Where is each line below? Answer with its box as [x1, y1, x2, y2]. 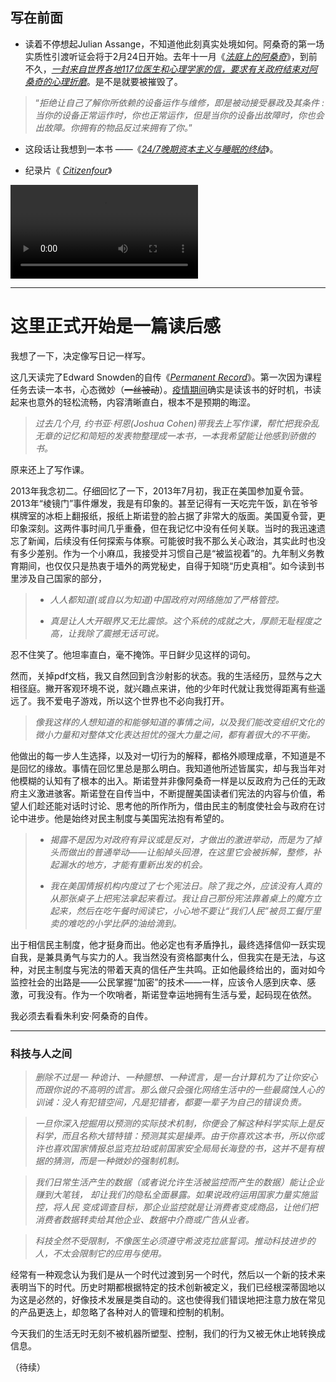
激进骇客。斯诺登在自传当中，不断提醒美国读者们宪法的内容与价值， [36, 787, 317, 799]
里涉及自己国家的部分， [10, 572, 107, 584]
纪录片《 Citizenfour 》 [24, 164, 113, 176]
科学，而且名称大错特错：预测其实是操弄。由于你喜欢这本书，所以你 [34, 1130, 316, 1142]
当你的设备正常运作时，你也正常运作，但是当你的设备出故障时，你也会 [34, 109, 325, 121]
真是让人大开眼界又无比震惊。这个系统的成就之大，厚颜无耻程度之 [49, 614, 322, 627]
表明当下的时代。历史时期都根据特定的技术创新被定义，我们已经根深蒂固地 [10, 1281, 317, 1293]
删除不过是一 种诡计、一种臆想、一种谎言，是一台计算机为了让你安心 [34, 1071, 318, 1083]
